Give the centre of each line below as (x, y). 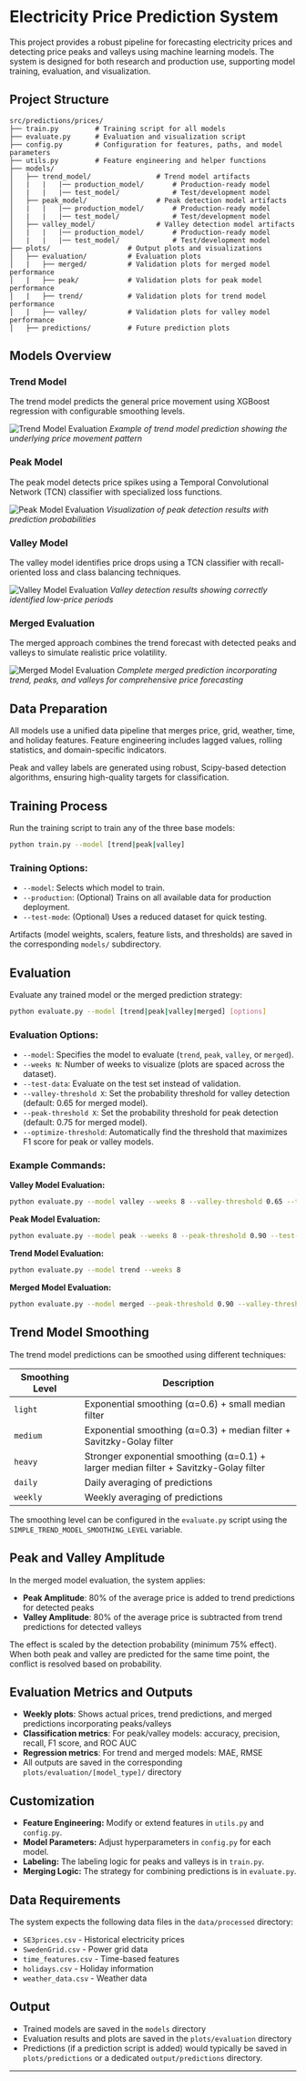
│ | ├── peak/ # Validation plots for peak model (136, 280)
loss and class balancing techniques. (112, 572)
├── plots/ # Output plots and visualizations (136, 248)
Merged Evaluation (52, 623)
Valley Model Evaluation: (57, 1185)
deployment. (46, 907)
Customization (52, 1801)
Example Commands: (58, 1165)
